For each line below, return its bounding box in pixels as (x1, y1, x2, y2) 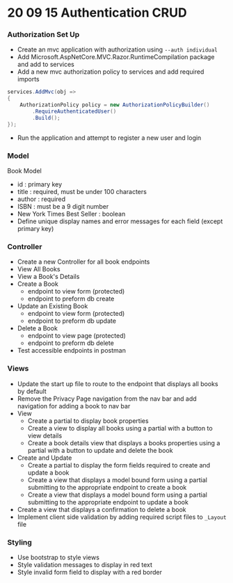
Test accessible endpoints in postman (17, 346, 127, 355)
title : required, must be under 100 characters (17, 188, 147, 196)
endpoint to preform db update (27, 317, 117, 325)
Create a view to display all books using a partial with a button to (27, 424, 214, 432)
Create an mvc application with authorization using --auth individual (17, 45, 218, 54)
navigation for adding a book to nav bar (17, 401, 131, 410)
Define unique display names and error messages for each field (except (17, 217, 223, 225)
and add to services (17, 61, 75, 69)
